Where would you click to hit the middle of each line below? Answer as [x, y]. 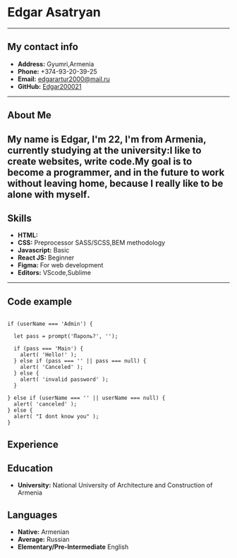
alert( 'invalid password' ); [65, 380]
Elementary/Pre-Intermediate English [73, 547]
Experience [33, 444]
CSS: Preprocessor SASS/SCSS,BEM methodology [91, 243]
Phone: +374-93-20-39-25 [57, 71]
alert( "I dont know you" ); [56, 417]
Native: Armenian [43, 532]
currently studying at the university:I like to [104, 150]
